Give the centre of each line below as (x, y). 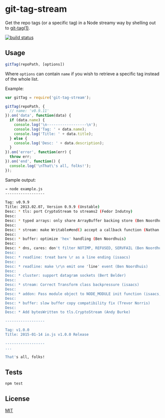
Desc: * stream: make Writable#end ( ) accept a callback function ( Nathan (82, 230)
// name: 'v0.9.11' (29, 111)
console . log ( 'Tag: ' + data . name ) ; (50, 129)
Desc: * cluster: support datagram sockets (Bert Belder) (66, 276)
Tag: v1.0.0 (17, 330)
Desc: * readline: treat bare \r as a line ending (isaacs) (68, 257)
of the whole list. (22, 79)
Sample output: (20, 180)
